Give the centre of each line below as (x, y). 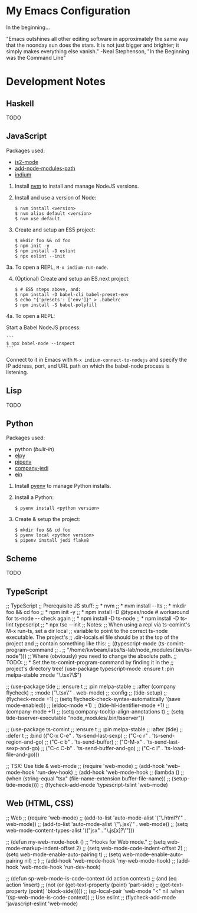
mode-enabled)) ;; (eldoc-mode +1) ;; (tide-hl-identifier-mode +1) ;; (88, 705)
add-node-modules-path (45, 168)
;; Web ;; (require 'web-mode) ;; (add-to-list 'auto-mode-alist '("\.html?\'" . (96, 818)
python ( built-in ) (35, 449)
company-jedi (32, 468)
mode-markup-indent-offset (40, 848)
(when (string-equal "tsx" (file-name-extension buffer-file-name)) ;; (88, 779)
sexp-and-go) (23, 748)
